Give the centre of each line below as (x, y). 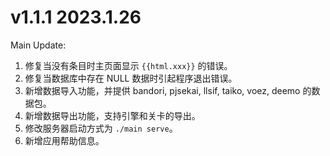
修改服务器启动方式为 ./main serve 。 (101, 128)
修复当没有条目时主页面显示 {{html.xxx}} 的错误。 (128, 65)
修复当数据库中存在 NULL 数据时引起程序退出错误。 (131, 78)
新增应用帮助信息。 (64, 140)
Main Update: (38, 45)
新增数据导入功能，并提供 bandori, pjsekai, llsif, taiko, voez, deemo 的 (168, 90)
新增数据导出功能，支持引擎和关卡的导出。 (112, 115)
